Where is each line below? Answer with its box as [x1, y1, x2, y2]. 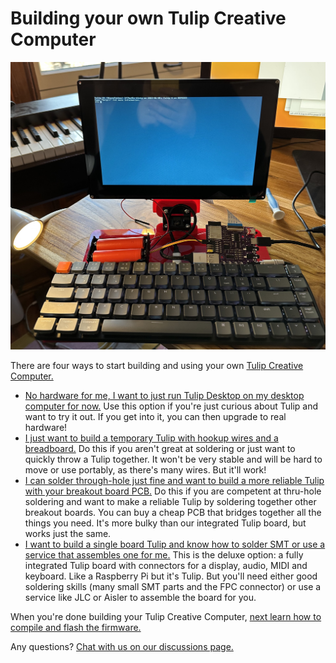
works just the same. [24, 528, 112, 540]
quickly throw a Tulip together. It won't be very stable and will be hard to [24, 453, 323, 466]
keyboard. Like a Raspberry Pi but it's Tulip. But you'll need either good [24, 570, 318, 582]
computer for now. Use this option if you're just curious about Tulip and [24, 400, 319, 412]
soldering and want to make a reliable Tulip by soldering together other [24, 496, 317, 508]
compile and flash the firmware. [10, 622, 142, 634]
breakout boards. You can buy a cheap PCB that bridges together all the [24, 507, 322, 519]
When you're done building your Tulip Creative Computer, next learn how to [10, 611, 322, 623]
